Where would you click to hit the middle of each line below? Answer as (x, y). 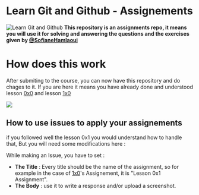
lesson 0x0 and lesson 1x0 (39, 93)
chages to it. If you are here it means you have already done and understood (99, 87)
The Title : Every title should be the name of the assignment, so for (97, 166)
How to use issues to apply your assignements (94, 123)
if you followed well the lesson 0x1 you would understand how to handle (94, 137)
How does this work (56, 64)
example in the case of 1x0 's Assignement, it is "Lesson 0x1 (88, 173)
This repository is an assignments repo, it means (126, 27)
